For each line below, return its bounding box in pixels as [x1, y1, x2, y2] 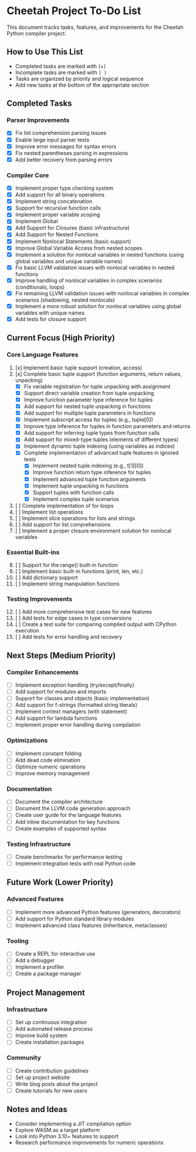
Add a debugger [15, 957, 55, 964]
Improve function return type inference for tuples [32, 469, 151, 476]
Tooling [6, 936, 29, 945]
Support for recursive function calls [15, 204, 102, 211]
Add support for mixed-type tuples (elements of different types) [23, 436, 178, 443]
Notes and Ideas [6, 1104, 67, 1114]
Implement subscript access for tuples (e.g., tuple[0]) [23, 416, 153, 423]
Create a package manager [15, 970, 82, 977]
